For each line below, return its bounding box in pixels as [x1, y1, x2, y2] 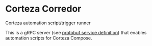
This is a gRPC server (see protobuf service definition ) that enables [5, 29, 147, 35]
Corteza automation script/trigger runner [5, 20, 91, 26]
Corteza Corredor [5, 3, 82, 15]
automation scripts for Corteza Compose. [5, 35, 93, 41]
